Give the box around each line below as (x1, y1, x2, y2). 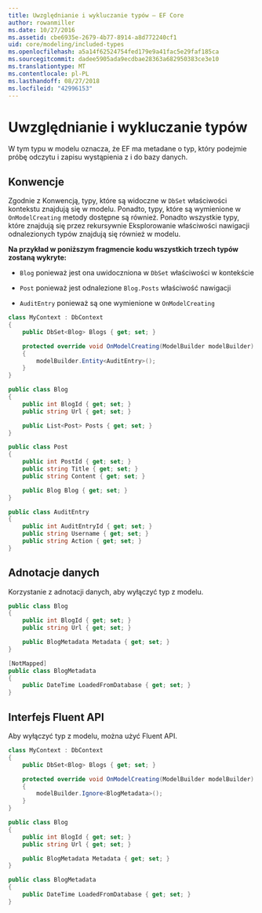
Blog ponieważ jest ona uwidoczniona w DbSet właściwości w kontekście (19, 268, 255, 278)
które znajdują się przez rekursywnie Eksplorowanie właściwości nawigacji (8, 221, 249, 231)
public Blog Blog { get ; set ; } (22, 486, 128, 494)
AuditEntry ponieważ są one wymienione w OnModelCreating (19, 299, 216, 308)
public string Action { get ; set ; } (22, 537, 143, 545)
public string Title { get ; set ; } (22, 465, 139, 473)
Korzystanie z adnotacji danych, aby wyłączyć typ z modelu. (8, 587, 204, 596)
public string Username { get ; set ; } (22, 530, 149, 538)
